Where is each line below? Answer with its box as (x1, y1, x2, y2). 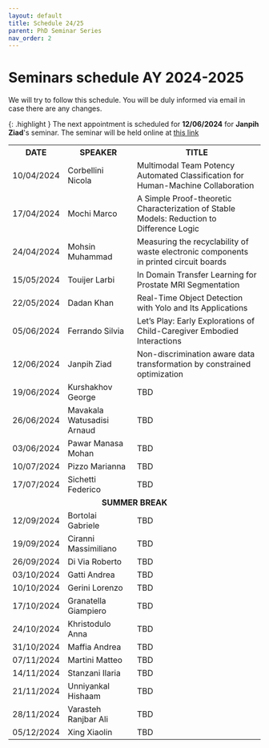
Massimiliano (67, 543, 118, 555)
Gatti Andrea (67, 569, 115, 580)
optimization (136, 368, 184, 380)
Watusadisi (67, 415, 110, 426)
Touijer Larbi (67, 274, 115, 286)
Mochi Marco (67, 208, 118, 219)
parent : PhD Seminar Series (8, 26, 102, 35)
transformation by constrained (136, 359, 251, 370)
